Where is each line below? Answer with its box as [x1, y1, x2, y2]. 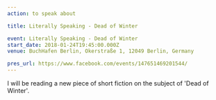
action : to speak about [7, 10, 76, 17]
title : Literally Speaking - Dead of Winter [7, 22, 138, 30]
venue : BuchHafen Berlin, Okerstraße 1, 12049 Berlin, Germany [7, 48, 194, 55]
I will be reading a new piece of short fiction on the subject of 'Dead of [7, 79, 210, 87]
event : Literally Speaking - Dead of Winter [7, 35, 138, 42]
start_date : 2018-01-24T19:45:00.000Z [7, 41, 119, 48]
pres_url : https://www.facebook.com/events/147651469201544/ [7, 60, 188, 68]
